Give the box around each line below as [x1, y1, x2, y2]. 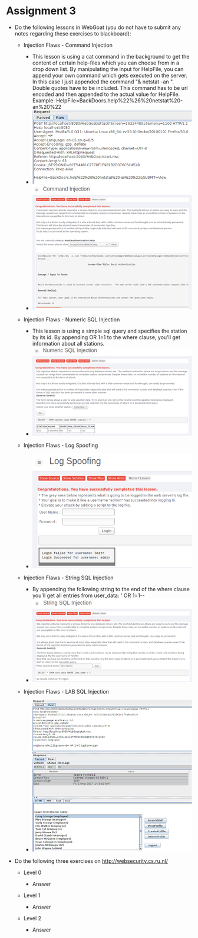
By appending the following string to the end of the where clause [32, 585, 190, 592]
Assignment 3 [6, 4, 77, 18]
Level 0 [23, 869, 42, 876]
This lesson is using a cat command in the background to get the [32, 53, 190, 60]
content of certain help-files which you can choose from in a [32, 59, 180, 66]
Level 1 [23, 892, 41, 899]
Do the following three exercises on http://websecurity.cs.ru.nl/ [14, 858, 168, 865]
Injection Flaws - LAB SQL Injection [23, 688, 109, 695]
